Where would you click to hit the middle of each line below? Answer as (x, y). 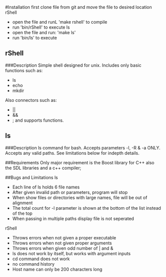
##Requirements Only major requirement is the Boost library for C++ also (80, 162)
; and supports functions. (38, 120)
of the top (22, 213)
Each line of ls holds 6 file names (46, 187)
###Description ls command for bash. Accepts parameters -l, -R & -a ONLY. (83, 147)
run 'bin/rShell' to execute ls (41, 27)
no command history (33, 264)
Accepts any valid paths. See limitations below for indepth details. (72, 153)
